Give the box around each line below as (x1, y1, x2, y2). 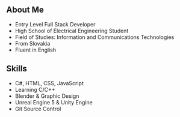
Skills (6, 64, 27, 74)
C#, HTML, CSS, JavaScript (14, 79, 84, 86)
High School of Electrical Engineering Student (14, 27, 129, 34)
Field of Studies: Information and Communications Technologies (14, 33, 175, 41)
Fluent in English (14, 46, 57, 53)
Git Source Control (14, 105, 61, 112)
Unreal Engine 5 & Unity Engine (14, 98, 93, 106)
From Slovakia (14, 40, 51, 47)
